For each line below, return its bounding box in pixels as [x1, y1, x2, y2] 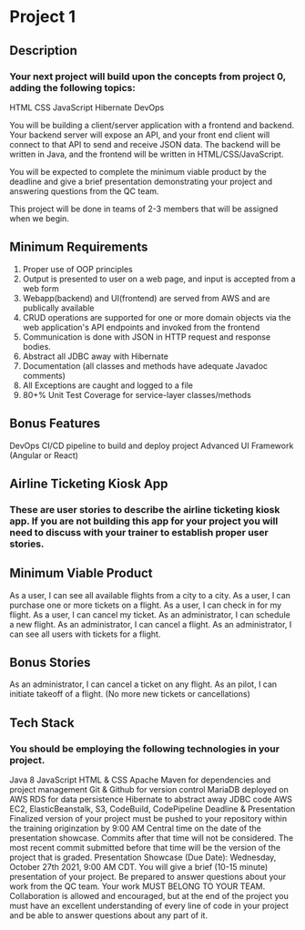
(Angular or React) [9, 449, 79, 461]
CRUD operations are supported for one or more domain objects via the [22, 312, 291, 322]
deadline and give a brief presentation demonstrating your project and [9, 176, 273, 187]
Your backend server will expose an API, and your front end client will [9, 129, 270, 140]
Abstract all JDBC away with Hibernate [22, 351, 168, 362]
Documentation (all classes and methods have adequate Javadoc [22, 360, 269, 371]
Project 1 [9, 6, 76, 27]
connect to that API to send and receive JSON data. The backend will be [9, 138, 280, 149]
